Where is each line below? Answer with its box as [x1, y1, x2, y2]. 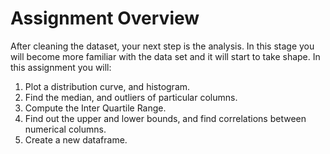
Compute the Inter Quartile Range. [24, 102, 167, 114]
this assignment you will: [10, 61, 112, 73]
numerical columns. [24, 123, 107, 135]
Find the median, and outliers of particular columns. [24, 91, 238, 103]
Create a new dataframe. [24, 133, 128, 146]
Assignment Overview [10, 7, 200, 30]
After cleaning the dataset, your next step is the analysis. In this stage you [10, 40, 315, 52]
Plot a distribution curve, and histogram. [24, 80, 191, 92]
